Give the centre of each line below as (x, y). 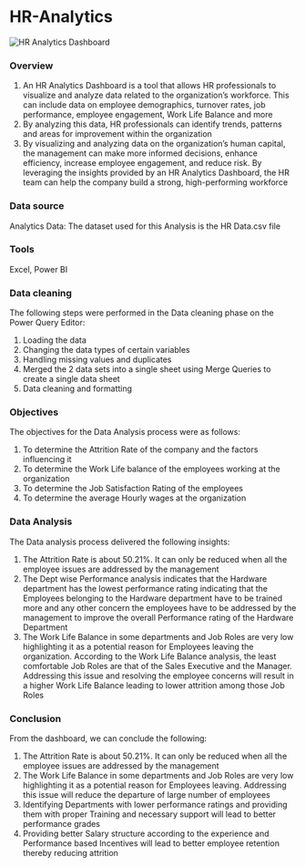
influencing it (47, 459)
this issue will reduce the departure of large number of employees (146, 795)
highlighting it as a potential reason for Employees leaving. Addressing (154, 785)
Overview (31, 66)
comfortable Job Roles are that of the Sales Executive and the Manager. (158, 666)
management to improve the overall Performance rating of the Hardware (158, 617)
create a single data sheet (71, 379)
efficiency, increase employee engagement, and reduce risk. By (142, 163)
